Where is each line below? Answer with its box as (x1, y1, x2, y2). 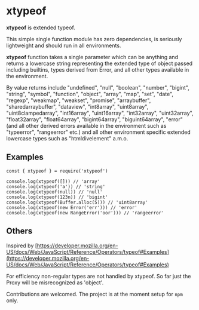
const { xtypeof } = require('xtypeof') (6, 168, 109, 174)
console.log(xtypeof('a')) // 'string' (6, 183, 106, 189)
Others (6, 226, 33, 237)
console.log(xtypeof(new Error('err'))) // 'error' (6, 204, 137, 210)
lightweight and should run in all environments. (6, 42, 121, 49)
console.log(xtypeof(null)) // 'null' (6, 189, 103, 195)
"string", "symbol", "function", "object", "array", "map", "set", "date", (6, 90, 174, 97)
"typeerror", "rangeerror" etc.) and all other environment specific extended (6, 128, 191, 136)
